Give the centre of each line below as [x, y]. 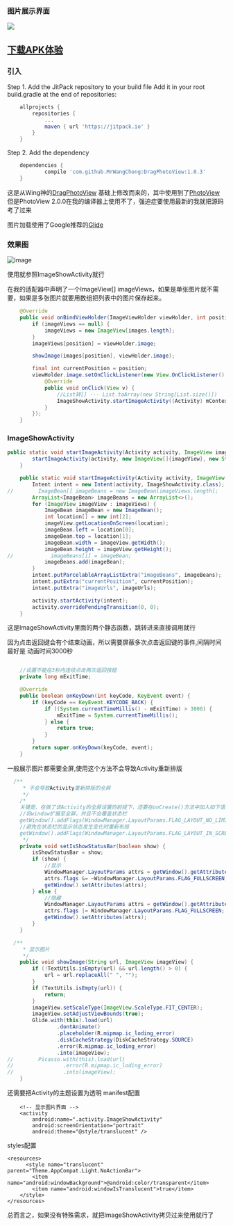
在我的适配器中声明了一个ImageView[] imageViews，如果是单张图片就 [107, 289]
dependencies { [42, 166]
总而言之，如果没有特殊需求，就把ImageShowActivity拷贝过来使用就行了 [111, 1215]
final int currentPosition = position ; [90, 369]
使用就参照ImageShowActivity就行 [56, 274]
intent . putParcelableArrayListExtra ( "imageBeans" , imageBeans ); [127, 575]
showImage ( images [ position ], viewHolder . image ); [104, 356]
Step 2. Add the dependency [48, 153]
